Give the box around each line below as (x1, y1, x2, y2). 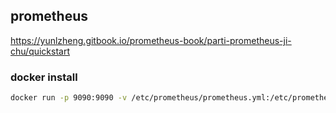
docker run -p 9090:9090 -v (10, 93, 128, 103)
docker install (10, 70, 78, 84)
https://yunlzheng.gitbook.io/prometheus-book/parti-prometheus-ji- (10, 34, 292, 46)
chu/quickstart (10, 45, 71, 57)
